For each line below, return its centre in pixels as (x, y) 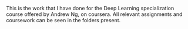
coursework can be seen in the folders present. (63, 20)
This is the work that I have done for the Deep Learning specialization (90, 8)
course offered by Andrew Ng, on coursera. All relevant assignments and (94, 14)
